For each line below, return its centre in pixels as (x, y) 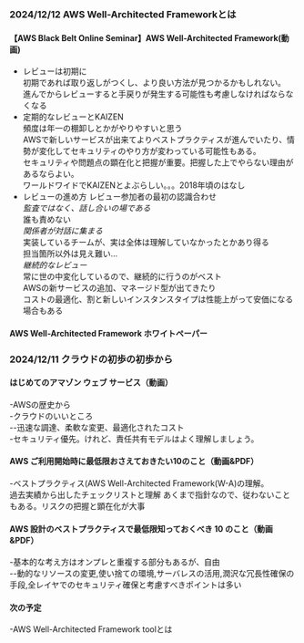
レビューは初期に (55, 71)
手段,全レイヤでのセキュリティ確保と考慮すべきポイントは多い (126, 585)
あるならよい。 (51, 174)
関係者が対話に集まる (62, 231)
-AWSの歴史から (40, 404)
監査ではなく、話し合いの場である (86, 208)
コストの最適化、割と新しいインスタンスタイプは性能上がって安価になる (158, 299)
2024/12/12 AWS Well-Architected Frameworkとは (123, 14)
